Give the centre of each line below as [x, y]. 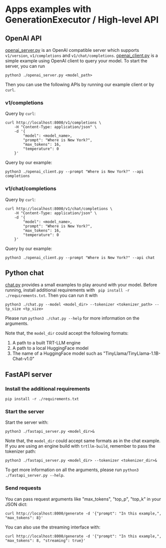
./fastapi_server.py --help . [35, 475]
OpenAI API [23, 38]
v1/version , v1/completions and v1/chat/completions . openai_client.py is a [82, 55]
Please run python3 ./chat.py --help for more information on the [72, 318]
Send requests [23, 488]
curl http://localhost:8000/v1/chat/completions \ [59, 209]
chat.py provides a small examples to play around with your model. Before [81, 285]
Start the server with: [27, 422]
